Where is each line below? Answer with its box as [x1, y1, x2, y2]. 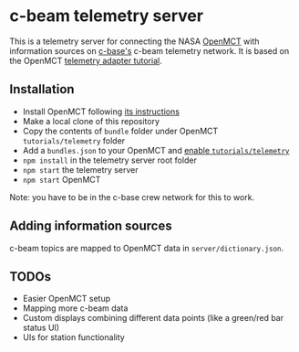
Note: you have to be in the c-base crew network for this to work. [9, 191, 255, 202]
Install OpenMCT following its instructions [22, 106, 180, 117]
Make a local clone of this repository [22, 115, 160, 126]
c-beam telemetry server [9, 5, 203, 27]
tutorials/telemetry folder [22, 134, 126, 146]
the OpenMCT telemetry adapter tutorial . [9, 55, 162, 66]
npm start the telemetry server [22, 164, 139, 175]
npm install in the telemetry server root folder [22, 155, 198, 165]
